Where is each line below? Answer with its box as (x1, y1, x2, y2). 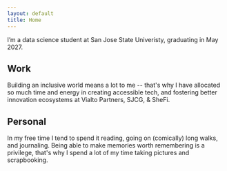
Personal (7, 115, 47, 128)
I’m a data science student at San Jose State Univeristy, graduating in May (7, 35, 219, 43)
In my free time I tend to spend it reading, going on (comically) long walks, (7, 134, 219, 142)
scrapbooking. (7, 156, 48, 164)
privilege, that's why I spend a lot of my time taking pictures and (7, 149, 190, 157)
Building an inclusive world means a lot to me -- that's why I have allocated (7, 81, 221, 90)
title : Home (7, 17, 41, 23)
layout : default (7, 10, 54, 17)
